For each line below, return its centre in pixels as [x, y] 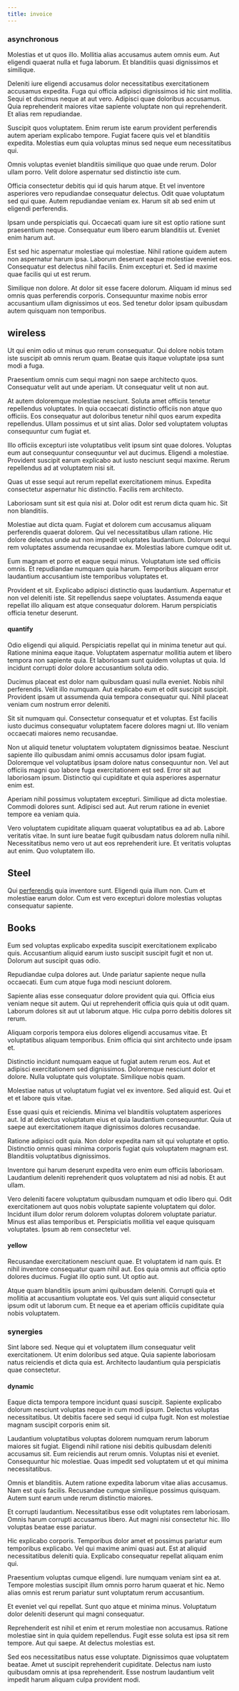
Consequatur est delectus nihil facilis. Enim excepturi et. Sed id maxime [112, 266]
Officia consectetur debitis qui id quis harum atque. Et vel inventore [106, 186]
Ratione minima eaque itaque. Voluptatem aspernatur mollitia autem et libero [119, 652]
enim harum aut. [31, 237]
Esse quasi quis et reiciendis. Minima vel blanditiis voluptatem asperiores [115, 1112]
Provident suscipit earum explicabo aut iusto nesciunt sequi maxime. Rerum [119, 460]
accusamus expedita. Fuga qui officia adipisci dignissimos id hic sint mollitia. [120, 91]
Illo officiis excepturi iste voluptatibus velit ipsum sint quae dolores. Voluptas [119, 445]
